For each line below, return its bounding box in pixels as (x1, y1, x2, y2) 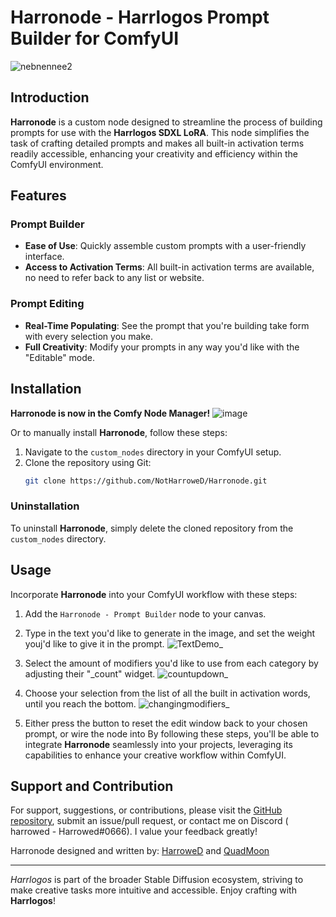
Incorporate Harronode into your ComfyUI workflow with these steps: (10, 588, 298, 600)
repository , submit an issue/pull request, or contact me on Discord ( (10, 815, 289, 827)
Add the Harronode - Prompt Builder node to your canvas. (24, 607, 267, 620)
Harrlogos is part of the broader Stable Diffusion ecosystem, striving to (10, 874, 304, 886)
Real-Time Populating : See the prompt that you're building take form (24, 319, 310, 331)
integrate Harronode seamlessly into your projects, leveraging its (24, 738, 293, 750)
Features (10, 187, 67, 205)
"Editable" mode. (24, 351, 96, 363)
